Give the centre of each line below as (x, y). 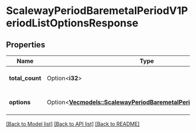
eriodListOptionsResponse (72, 23)
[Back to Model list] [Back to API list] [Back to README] (73, 124)
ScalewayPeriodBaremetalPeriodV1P (97, 11)
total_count (25, 78)
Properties (26, 45)
